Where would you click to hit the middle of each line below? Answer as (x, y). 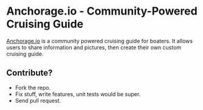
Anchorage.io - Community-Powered (102, 11)
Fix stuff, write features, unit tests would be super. (78, 94)
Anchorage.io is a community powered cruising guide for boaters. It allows (100, 41)
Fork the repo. (33, 88)
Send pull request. (38, 100)
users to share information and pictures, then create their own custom (94, 47)
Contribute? (29, 73)
